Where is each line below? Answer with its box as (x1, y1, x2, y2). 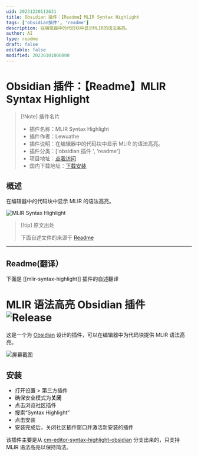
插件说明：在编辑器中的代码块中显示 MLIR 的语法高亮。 (29, 140, 164, 147)
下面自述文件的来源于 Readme (20, 234, 94, 242)
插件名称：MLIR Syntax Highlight (29, 125, 109, 133)
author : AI (6, 31, 33, 37)
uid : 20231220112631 (6, 8, 57, 15)
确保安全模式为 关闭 (14, 394, 62, 401)
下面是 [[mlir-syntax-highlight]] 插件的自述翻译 (6, 275, 119, 283)
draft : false (6, 42, 38, 48)
